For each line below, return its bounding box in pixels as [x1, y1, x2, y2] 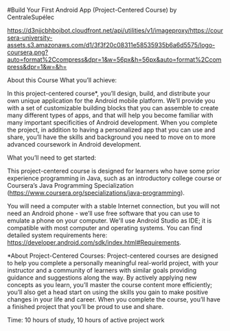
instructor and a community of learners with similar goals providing [7, 267, 197, 274]
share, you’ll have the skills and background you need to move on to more [7, 133, 216, 141]
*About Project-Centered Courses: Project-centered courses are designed [7, 252, 218, 260]
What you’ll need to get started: [7, 154, 97, 162]
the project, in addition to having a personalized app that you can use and [7, 126, 216, 134]
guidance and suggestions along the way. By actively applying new [7, 273, 197, 282]
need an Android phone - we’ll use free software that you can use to [7, 209, 200, 217]
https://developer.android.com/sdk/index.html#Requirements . [7, 238, 182, 246]
